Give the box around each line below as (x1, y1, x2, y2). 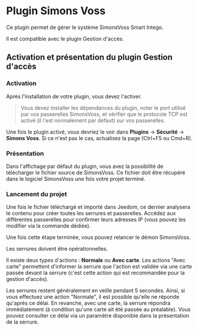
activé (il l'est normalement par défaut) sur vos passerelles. (20, 117, 165, 124)
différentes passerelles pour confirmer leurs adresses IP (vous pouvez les (6, 216, 186, 223)
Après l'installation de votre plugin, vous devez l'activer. (6, 93, 142, 100)
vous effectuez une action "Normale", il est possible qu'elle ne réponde (6, 293, 180, 300)
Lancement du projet (6, 190, 67, 198)
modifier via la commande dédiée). (6, 222, 91, 229)
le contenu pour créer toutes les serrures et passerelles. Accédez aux (6, 210, 176, 217)
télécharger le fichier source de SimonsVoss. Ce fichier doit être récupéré (6, 169, 186, 176)
